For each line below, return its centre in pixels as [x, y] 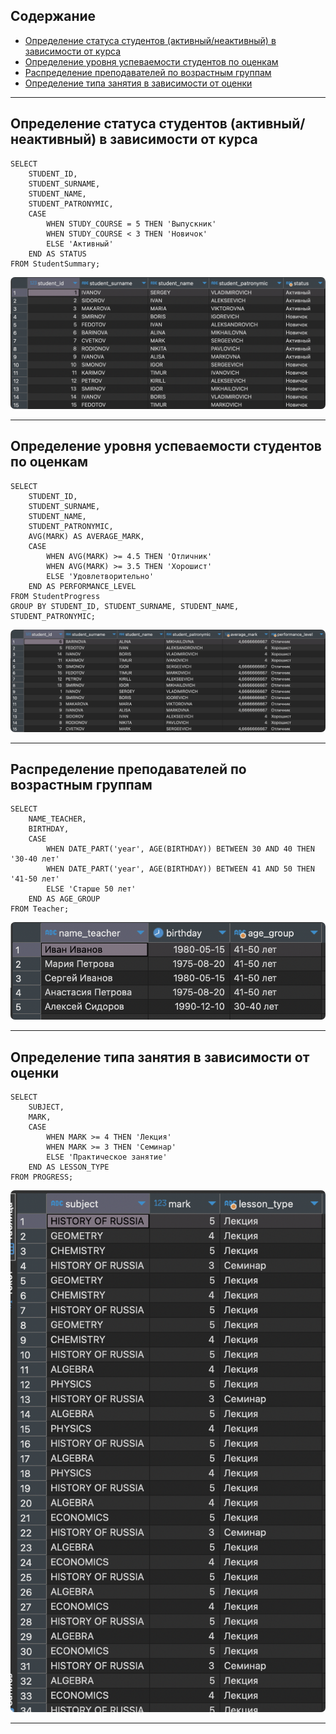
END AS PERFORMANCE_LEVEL [82, 586]
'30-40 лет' [35, 859]
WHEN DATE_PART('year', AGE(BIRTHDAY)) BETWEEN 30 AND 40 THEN [180, 849]
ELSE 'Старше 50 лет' [91, 889]
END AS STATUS [57, 254]
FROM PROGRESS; [42, 1177]
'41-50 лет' [35, 879]
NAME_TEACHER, [57, 819]
